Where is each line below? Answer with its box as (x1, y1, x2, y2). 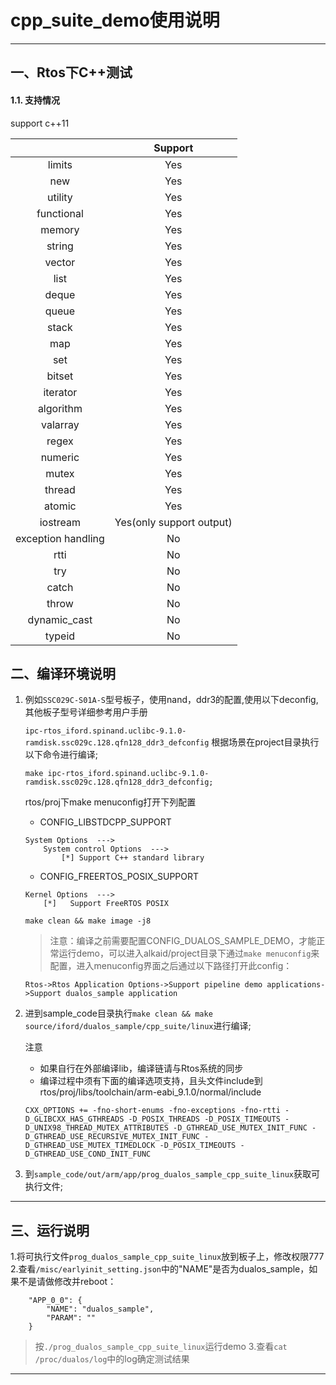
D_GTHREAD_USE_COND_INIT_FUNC (24, 1149, 152, 1160)
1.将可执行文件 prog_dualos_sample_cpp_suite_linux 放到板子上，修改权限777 (10, 1251, 325, 1263)
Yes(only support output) (114, 515, 233, 529)
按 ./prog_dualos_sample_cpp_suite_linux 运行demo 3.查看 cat (34, 1341, 288, 1353)
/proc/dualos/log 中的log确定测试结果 (34, 1353, 190, 1365)
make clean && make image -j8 (24, 916, 152, 926)
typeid (44, 629, 76, 643)
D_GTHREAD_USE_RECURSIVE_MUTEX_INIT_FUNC (24, 1132, 200, 1142)
